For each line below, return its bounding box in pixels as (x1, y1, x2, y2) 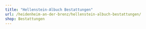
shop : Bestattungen (5, 16, 45, 21)
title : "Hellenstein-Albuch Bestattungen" (5, 7, 93, 12)
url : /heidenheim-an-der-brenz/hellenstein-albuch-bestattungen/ (5, 12, 141, 17)
